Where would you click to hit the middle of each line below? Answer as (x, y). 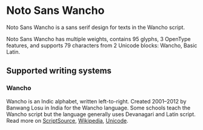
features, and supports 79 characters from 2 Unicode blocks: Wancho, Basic (102, 45)
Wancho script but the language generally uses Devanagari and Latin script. (101, 114)
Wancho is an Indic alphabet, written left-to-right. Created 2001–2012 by (96, 101)
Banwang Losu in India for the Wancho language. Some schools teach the (98, 108)
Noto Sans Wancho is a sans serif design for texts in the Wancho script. (96, 27)
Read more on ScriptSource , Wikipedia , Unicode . (67, 120)
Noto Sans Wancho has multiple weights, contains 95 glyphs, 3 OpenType (98, 39)
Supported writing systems (59, 71)
